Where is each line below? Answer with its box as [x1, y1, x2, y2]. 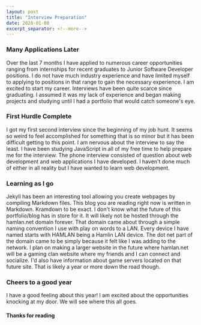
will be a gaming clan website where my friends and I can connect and [6, 251, 181, 258]
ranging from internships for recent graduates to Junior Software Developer [6, 65, 194, 73]
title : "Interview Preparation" [6, 14, 87, 20]
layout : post [6, 8, 39, 15]
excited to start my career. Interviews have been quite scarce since [6, 85, 172, 92]
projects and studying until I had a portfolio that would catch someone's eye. [6, 97, 196, 105]
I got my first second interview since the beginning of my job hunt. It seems [6, 126, 193, 133]
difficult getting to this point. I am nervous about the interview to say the [6, 139, 185, 146]
